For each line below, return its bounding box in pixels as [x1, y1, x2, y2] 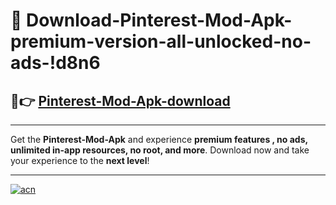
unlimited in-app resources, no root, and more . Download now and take [10, 144, 310, 156]
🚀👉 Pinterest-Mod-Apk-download [10, 92, 231, 109]
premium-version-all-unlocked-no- [10, 30, 312, 53]
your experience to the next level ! [10, 155, 150, 166]
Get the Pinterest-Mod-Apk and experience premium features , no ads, [10, 134, 308, 145]
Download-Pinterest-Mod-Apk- [26, 9, 293, 32]
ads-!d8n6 [10, 52, 101, 74]
